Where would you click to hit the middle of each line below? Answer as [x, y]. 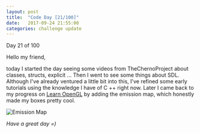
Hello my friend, [26, 57]
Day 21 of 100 [23, 46]
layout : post [23, 12]
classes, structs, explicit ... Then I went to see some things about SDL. [93, 75]
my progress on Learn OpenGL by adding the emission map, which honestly [100, 94]
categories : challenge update [44, 28]
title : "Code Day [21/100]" [43, 17]
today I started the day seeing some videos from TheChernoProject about [98, 69]
